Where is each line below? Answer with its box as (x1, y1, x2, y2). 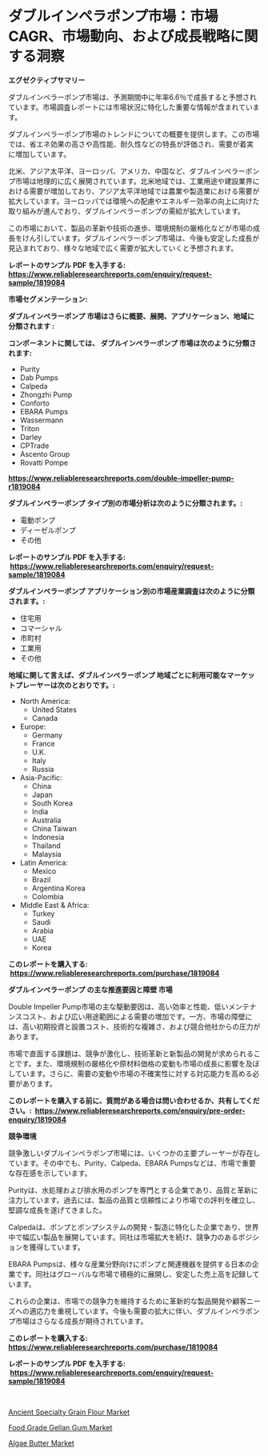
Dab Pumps (19, 373, 58, 382)
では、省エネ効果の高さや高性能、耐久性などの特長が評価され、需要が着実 (8, 139, 254, 149)
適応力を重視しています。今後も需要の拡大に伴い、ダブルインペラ (29, 1306, 246, 1316)
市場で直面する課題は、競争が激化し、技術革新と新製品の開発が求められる (8, 1049, 254, 1058)
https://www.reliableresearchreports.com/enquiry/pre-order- (34, 1106, 246, 1115)
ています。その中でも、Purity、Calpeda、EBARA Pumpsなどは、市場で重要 (8, 1158, 256, 1168)
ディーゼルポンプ (19, 525, 76, 534)
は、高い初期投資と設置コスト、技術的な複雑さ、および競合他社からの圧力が (8, 1022, 261, 1031)
